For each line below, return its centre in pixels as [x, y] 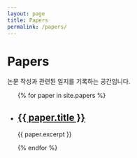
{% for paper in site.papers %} [62, 96]
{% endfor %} [37, 148]
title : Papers [28, 20]
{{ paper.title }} [51, 117]
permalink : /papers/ [37, 27]
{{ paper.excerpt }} [44, 134]
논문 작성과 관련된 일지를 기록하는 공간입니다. [69, 82]
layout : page [26, 14]
